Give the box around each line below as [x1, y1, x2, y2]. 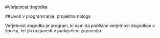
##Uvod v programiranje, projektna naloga [5, 13, 91, 19]
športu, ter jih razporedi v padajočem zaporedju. [5, 28, 103, 33]
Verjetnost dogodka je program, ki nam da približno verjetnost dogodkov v [5, 23, 155, 28]
